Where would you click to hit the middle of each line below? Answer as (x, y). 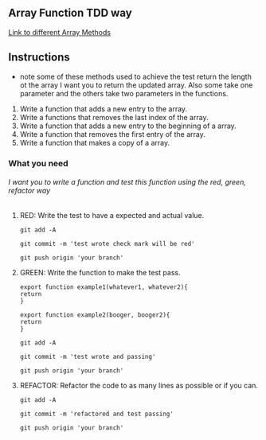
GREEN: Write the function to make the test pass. (100, 272)
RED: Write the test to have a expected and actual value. (112, 215)
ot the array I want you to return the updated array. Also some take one (136, 85)
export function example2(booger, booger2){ (95, 315)
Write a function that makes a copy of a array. (94, 142)
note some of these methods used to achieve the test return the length (136, 76)
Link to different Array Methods (60, 32)
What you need (39, 163)
